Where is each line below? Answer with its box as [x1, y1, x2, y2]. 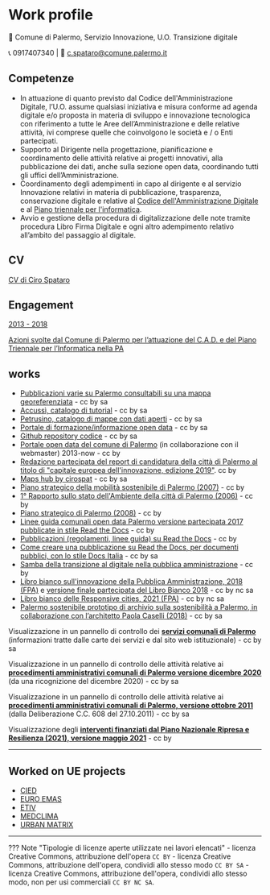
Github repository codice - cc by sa [19, 431, 138, 441]
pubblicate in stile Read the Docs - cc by [19, 525, 155, 535]
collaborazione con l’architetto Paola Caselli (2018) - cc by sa [19, 611, 223, 621]
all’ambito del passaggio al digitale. [19, 230, 137, 239]
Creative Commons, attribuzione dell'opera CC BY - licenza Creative [8, 851, 231, 861]
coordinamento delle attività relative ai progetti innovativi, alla [19, 153, 223, 163]
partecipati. [19, 135, 59, 146]
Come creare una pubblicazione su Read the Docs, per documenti [19, 542, 239, 553]
